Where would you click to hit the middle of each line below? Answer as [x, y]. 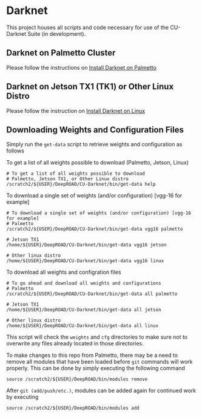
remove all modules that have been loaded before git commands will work [99, 362]
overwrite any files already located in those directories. [75, 344]
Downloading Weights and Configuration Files [95, 130]
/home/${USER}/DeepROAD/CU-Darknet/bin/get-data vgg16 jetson [86, 245]
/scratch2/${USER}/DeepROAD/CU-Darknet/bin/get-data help [81, 185]
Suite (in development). [57, 33]
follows [15, 151]
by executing [22, 397]
